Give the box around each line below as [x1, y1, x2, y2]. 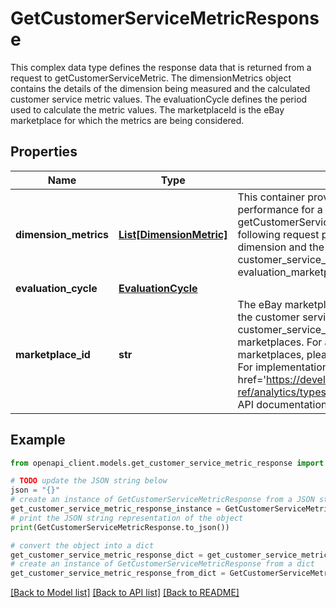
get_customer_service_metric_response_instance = [10, 504, 222, 514]
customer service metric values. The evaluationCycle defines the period [10, 93, 308, 105]
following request [237, 227, 320, 241]
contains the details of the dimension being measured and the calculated [10, 82, 311, 94]
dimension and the [237, 240, 325, 254]
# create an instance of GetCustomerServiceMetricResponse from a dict [10, 559, 315, 569]
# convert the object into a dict [10, 540, 155, 551]
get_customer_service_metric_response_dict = [10, 550, 203, 560]
